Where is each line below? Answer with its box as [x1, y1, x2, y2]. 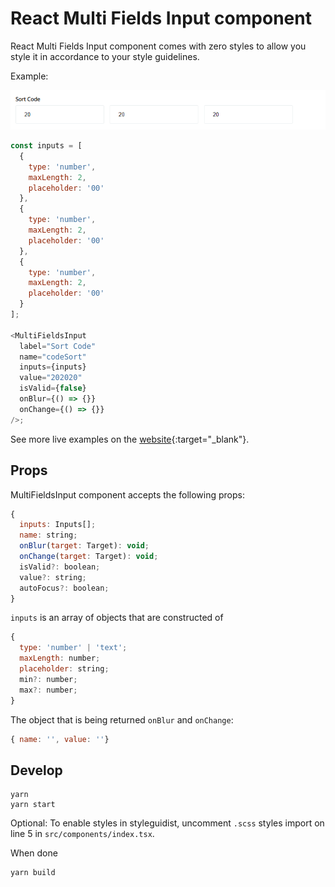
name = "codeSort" [19, 352, 87, 362]
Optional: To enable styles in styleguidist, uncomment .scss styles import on [10, 817, 325, 829]
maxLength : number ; [19, 653, 101, 664]
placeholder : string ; [19, 664, 110, 674]
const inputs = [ [10, 141, 83, 151]
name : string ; [19, 530, 78, 541]
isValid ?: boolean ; [19, 562, 101, 572]
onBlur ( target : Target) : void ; [19, 541, 150, 551]
